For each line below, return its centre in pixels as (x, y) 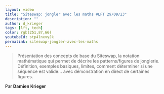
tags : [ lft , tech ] (24, 28)
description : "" (22, 19)
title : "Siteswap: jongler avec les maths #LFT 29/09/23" (66, 14)
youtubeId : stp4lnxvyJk (30, 37)
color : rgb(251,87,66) (28, 32)
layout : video (20, 10)
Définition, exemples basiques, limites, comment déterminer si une (85, 66)
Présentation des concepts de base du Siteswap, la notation (78, 56)
